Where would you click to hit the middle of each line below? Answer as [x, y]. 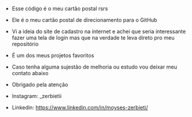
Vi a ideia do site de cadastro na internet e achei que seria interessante [99, 31]
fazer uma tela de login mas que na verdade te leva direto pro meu [93, 38]
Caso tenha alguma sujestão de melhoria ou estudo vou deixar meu [94, 67]
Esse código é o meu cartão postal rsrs [60, 9]
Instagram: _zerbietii [37, 96]
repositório [25, 44]
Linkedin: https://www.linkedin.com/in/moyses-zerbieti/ [80, 108]
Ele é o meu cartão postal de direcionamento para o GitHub [84, 20]
